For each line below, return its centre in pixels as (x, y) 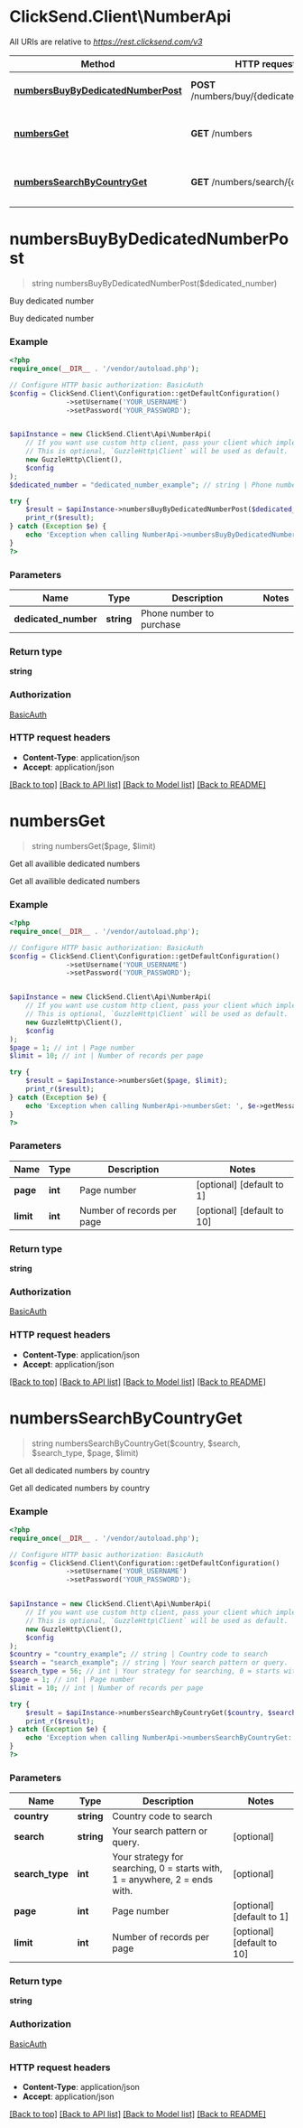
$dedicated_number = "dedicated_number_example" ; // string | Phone (141, 485)
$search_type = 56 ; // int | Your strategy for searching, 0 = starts (145, 1671)
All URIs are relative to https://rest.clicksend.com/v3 (106, 42)
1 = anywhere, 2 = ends (163, 1880)
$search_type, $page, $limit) (85, 1452)
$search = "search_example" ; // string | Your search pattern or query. (149, 1663)
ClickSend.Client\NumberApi (120, 17)
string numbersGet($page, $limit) (93, 845)
